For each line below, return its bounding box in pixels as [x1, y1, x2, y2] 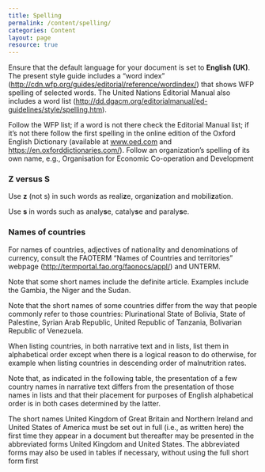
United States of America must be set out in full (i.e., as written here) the [8, 422, 244, 432]
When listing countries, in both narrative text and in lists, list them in [8, 341, 229, 351]
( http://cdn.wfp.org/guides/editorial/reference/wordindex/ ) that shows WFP [8, 80, 255, 89]
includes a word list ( [8, 97, 77, 106]
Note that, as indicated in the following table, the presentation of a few [8, 373, 237, 383]
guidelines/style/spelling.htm [8, 105, 103, 115]
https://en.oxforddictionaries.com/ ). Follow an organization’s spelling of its [8, 146, 251, 155]
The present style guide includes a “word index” [8, 71, 165, 81]
